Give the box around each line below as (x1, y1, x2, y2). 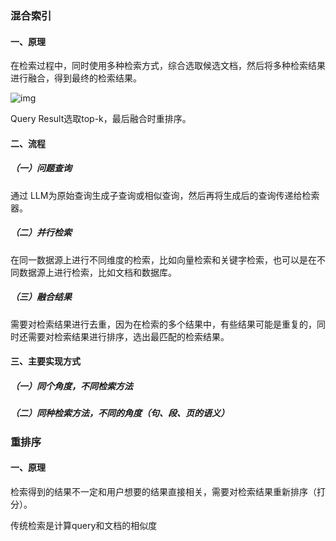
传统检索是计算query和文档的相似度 (10, 519, 158, 531)
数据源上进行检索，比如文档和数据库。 (18, 266, 177, 278)
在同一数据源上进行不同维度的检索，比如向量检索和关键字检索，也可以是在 (10, 253, 317, 266)
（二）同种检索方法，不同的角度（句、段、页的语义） (10, 407, 230, 419)
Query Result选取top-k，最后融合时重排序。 (10, 113, 192, 125)
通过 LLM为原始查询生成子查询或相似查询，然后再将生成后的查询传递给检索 (10, 189, 320, 201)
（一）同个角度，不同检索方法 (10, 380, 133, 392)
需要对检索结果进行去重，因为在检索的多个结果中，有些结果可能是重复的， (10, 318, 317, 330)
